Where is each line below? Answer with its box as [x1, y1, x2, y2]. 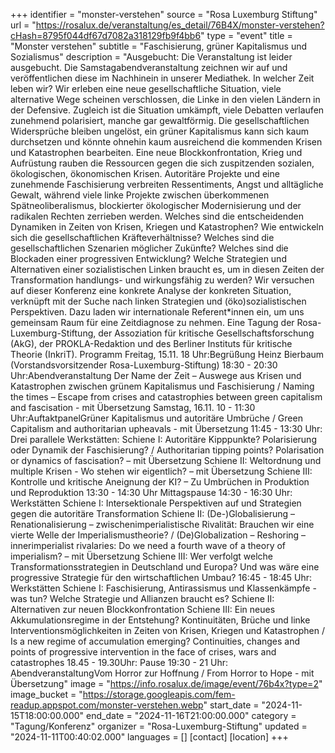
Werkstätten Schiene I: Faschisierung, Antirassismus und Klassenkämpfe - [10, 582, 317, 594]
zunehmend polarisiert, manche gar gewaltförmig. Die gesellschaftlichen [10, 115, 310, 126]
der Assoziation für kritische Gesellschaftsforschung [98, 327, 315, 339]
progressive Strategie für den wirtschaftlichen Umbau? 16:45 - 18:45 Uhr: [10, 572, 313, 583]
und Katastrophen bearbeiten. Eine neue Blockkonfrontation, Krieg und [10, 147, 303, 158]
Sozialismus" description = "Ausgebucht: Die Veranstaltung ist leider [10, 51, 293, 63]
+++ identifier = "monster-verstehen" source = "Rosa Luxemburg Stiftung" [10, 9, 318, 20]
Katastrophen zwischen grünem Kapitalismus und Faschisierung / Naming [10, 380, 315, 392]
